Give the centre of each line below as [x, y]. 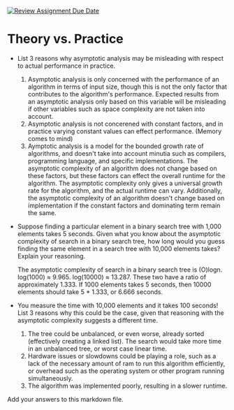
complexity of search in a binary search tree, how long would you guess [121, 241]
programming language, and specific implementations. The [113, 161]
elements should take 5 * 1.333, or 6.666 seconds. [90, 292]
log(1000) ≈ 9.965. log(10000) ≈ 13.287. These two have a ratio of [112, 277]
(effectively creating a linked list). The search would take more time [125, 341]
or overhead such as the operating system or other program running [126, 371]
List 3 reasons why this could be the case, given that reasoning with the [121, 313]
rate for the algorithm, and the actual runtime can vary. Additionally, [125, 190]
